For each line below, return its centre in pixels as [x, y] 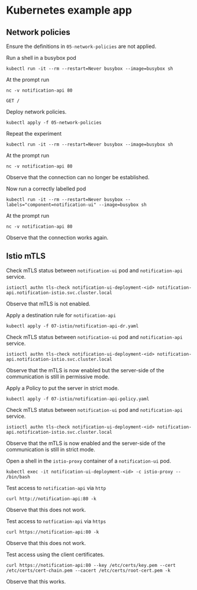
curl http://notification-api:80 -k [51, 499]
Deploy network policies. [36, 112]
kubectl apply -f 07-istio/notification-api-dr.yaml [72, 326]
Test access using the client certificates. [55, 554]
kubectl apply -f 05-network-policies [54, 122]
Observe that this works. [36, 581]
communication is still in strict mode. [51, 449]
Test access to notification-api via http [56, 488]
